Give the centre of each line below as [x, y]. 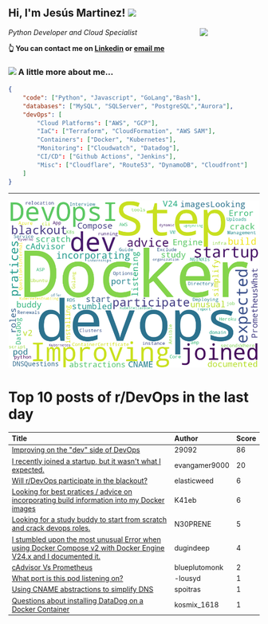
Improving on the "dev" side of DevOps [76, 450]
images [24, 508]
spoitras [187, 590]
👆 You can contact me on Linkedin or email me [87, 48]
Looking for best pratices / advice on [72, 492]
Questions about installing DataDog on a [77, 600]
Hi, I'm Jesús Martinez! [67, 13]
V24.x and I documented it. [56, 556]
